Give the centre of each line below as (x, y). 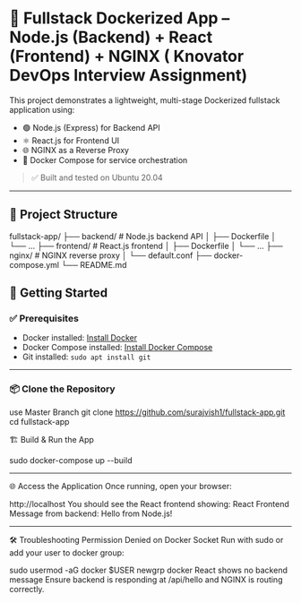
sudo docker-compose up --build (71, 460)
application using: (42, 109)
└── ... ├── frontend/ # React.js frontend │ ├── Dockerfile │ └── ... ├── (146, 246)
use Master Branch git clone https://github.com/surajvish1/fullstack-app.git (147, 412)
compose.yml (34, 264)
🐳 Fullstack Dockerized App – (120, 18)
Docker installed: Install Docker (80, 338)
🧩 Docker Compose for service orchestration (105, 159)
